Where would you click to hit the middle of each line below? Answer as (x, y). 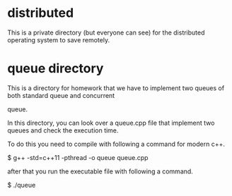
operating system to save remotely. (59, 39)
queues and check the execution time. (63, 130)
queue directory (56, 69)
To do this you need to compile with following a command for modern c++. (116, 144)
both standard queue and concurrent (61, 95)
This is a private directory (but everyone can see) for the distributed (106, 32)
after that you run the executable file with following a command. (100, 171)
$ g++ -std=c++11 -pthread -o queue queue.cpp (78, 157)
